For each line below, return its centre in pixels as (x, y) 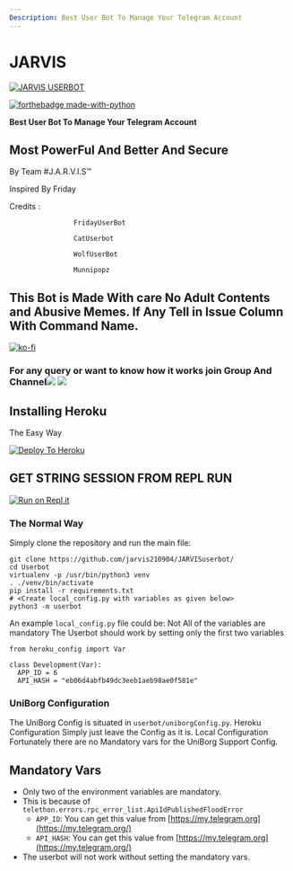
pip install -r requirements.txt (72, 591)
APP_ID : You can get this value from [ (103, 819)
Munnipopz (91, 271)
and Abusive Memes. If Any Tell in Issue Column (146, 311)
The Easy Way (36, 432)
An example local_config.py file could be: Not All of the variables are (138, 623)
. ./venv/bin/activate (52, 583)
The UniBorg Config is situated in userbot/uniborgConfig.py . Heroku (135, 723)
